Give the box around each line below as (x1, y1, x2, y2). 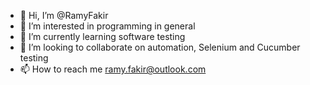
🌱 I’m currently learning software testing (19, 31, 186, 42)
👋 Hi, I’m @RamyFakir (19, 10, 109, 21)
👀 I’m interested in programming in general (19, 20, 196, 32)
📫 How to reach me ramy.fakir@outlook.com (19, 63, 207, 75)
